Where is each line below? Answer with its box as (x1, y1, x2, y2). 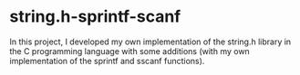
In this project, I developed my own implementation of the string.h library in (9, 36, 292, 47)
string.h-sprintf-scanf (9, 6, 181, 27)
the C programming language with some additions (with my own (9, 45, 251, 56)
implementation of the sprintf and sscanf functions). (9, 55, 205, 66)
